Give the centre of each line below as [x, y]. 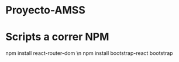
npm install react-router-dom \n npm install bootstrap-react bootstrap [89, 53]
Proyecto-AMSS [45, 10]
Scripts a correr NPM [57, 37]
